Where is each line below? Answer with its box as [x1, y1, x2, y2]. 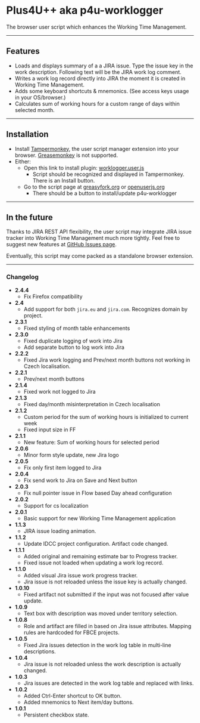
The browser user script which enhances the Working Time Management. [6, 23, 187, 30]
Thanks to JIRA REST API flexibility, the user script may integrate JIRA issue [6, 228, 192, 236]
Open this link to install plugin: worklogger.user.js [23, 164, 145, 171]
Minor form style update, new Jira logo [23, 451, 119, 458]
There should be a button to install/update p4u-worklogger [32, 189, 177, 197]
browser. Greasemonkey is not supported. [14, 152, 118, 159]
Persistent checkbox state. [23, 711, 89, 718]
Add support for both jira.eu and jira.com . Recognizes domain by [23, 305, 188, 313]
